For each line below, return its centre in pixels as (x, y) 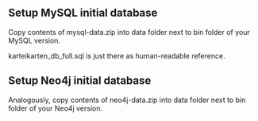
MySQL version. (35, 40)
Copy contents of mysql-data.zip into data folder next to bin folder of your (129, 32)
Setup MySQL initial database (83, 13)
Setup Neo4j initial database (80, 81)
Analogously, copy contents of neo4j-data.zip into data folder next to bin (127, 100)
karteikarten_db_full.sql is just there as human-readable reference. (117, 55)
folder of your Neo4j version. (56, 108)
